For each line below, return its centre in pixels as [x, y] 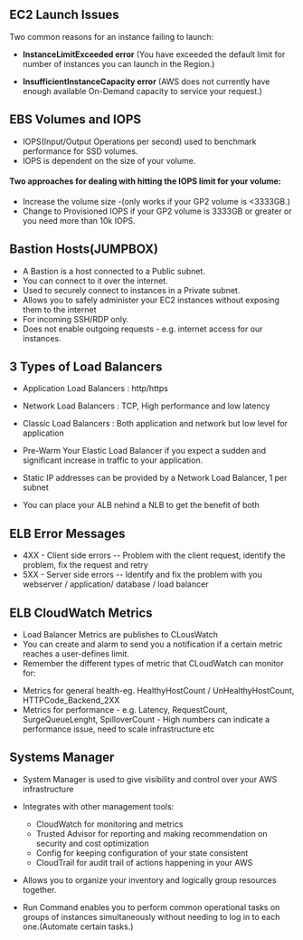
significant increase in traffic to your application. [113, 460]
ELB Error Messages [67, 533]
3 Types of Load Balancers [86, 367]
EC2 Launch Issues [64, 15]
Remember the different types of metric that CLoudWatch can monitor [153, 664]
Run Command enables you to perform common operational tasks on [151, 907]
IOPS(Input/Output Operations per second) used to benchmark [139, 141]
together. [39, 889]
